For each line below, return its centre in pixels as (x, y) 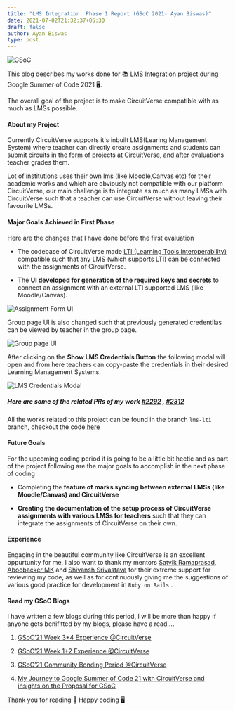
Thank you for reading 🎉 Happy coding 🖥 (66, 700)
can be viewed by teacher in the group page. (72, 329)
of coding (21, 473)
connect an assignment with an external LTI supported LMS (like (110, 287)
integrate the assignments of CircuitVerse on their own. (97, 523)
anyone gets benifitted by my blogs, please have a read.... (91, 624)
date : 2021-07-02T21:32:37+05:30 (56, 20)
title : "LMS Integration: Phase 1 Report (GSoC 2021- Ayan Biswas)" (109, 14)
